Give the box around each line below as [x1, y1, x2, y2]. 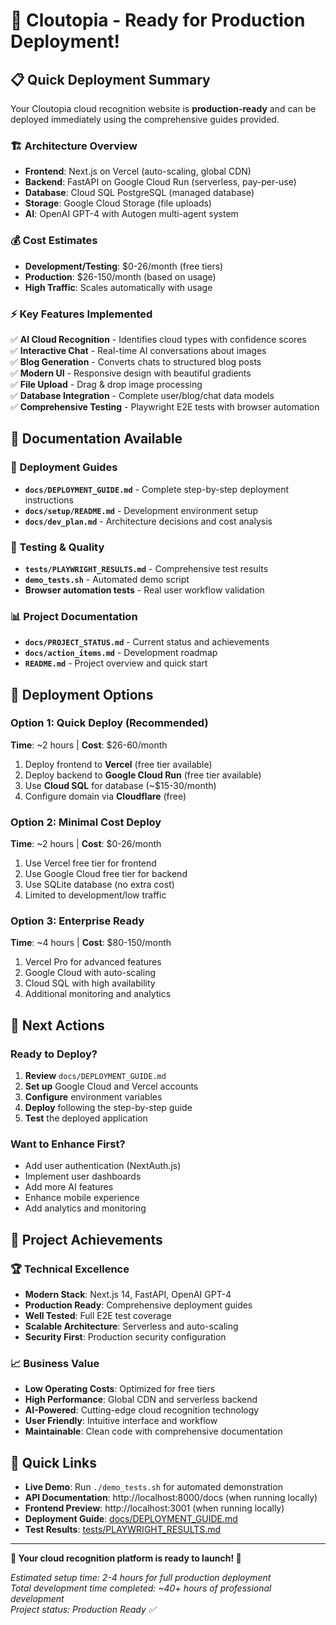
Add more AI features [24, 1181, 114, 1193]
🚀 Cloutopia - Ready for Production [10, 9, 306, 32]
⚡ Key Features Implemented [10, 307, 153, 321]
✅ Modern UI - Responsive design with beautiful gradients [10, 367, 252, 379]
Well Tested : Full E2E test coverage [24, 1310, 172, 1322]
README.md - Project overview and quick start [24, 657, 208, 669]
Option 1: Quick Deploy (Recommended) [10, 716, 209, 730]
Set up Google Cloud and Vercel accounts [24, 1080, 199, 1093]
